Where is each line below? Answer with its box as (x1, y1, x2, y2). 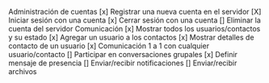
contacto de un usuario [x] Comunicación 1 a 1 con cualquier (8, 41, 210, 51)
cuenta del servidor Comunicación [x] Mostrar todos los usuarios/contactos (8, 24, 261, 33)
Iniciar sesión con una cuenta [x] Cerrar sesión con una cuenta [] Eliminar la (8, 15, 261, 25)
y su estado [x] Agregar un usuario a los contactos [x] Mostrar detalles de (8, 32, 254, 42)
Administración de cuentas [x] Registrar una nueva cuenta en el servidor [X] (8, 7, 262, 16)
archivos (8, 67, 37, 76)
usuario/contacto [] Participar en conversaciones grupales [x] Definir (8, 50, 238, 59)
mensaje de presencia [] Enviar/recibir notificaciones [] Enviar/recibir (8, 58, 237, 68)
